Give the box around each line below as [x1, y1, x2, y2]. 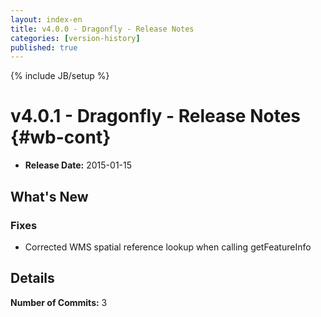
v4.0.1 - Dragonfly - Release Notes [10, 105, 302, 128]
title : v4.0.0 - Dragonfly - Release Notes [10, 24, 195, 34]
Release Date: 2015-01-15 [24, 159, 133, 171]
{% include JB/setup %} [10, 70, 110, 82]
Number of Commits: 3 [10, 296, 108, 308]
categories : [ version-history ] [10, 33, 141, 43]
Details [10, 270, 55, 287]
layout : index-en [10, 14, 83, 25]
